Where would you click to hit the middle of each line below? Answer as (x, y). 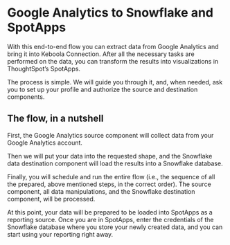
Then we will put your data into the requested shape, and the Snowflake (110, 156)
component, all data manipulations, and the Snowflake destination (101, 191)
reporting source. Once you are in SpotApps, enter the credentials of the (110, 219)
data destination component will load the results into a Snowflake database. (115, 163)
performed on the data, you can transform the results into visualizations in (113, 61)
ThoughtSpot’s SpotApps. (44, 69)
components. (26, 97)
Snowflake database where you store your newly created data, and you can (115, 227)
